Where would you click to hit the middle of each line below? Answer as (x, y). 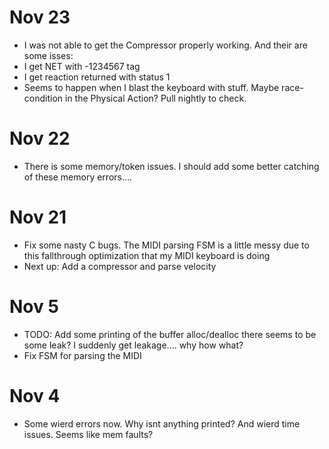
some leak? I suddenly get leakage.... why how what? (133, 345)
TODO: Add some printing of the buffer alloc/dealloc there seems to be (170, 334)
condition (43, 98)
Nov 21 (38, 217)
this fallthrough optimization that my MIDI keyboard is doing (147, 255)
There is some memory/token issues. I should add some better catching (171, 166)
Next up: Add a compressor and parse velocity (120, 266)
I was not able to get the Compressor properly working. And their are (165, 45)
